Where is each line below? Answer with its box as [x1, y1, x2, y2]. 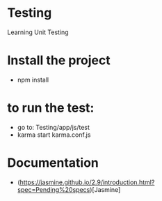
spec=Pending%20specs [17, 185, 90, 193]
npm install [17, 75, 49, 84]
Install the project [7, 52, 111, 68]
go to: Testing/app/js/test [17, 123, 90, 131]
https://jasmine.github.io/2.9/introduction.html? [19, 178, 155, 186]
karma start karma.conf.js [17, 131, 91, 139]
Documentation [7, 155, 99, 170]
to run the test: [7, 100, 95, 116]
